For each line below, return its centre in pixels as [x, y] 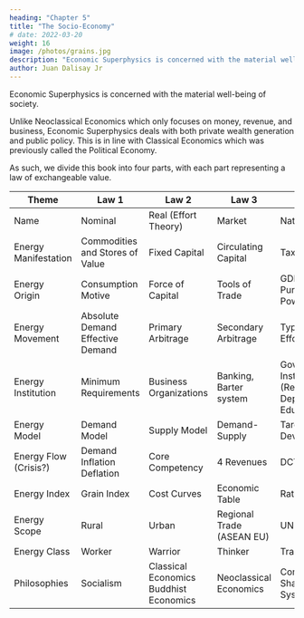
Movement [37, 338]
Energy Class [42, 551]
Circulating [240, 246]
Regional [235, 514]
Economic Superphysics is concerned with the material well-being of [138, 94]
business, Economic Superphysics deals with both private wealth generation [152, 130]
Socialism [101, 583]
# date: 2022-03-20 [46, 34]
